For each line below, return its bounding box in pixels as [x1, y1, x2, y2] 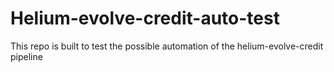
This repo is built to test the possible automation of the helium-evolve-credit [10, 40, 324, 52]
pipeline [10, 50, 43, 62]
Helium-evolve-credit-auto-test [10, 7, 280, 30]
